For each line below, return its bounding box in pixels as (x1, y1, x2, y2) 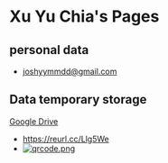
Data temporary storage (9, 92, 147, 107)
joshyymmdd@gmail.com (22, 66, 117, 77)
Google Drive (9, 115, 59, 127)
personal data (9, 42, 89, 58)
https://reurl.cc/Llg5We (22, 133, 110, 144)
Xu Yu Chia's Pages (9, 6, 160, 27)
